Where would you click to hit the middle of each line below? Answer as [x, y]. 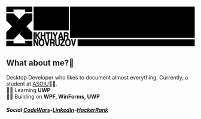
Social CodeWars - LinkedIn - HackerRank [57, 110]
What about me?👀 [40, 63]
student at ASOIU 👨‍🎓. [32, 84]
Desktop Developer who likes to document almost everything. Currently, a [97, 77]
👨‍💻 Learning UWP [28, 90]
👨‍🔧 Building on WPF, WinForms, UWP [53, 96]
